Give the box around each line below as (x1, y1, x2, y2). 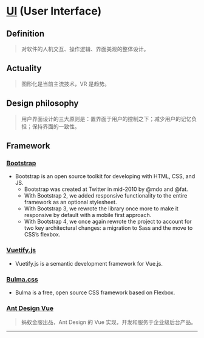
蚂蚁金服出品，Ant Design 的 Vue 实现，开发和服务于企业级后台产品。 (21, 319, 197, 326)
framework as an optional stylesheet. (24, 199, 117, 206)
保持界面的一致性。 (32, 123, 80, 130)
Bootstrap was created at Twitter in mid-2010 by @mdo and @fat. (24, 185, 188, 193)
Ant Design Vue (6, 304, 53, 312)
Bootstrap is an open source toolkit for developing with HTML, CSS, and (15, 173, 195, 180)
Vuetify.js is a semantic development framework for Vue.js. (15, 260, 163, 267)
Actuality (6, 63, 42, 74)
